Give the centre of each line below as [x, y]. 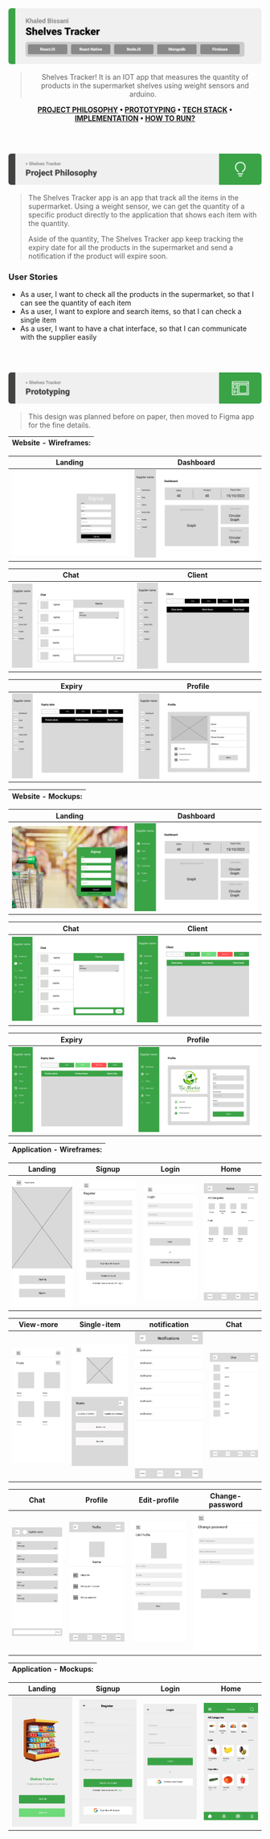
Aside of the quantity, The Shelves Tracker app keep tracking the [135, 239]
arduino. [143, 94]
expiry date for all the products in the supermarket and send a [131, 247]
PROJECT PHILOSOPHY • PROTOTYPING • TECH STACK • [135, 110]
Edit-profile [159, 1500]
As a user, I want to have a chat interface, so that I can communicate [133, 328]
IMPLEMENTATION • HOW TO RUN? [135, 118]
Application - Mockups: [53, 1669]
